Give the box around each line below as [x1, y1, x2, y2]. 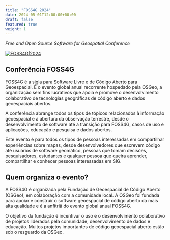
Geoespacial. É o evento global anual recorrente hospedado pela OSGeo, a [5, 84, 162, 90]
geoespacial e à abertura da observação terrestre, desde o [5, 115, 129, 122]
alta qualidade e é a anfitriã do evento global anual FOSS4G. [5, 203, 132, 209]
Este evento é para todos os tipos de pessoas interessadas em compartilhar [5, 136, 164, 142]
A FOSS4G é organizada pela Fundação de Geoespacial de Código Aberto [5, 186, 161, 193]
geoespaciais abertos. [5, 100, 52, 106]
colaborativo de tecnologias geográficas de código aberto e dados [5, 95, 145, 101]
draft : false [5, 17, 33, 22]
